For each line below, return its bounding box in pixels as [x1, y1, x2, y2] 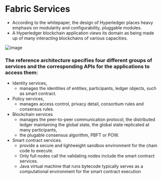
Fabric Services [5, 3, 70, 15]
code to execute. [19, 148, 54, 154]
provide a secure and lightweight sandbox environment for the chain [19, 143, 158, 149]
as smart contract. [19, 90, 57, 96]
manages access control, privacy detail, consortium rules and [19, 101, 144, 107]
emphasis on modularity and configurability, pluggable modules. [12, 24, 142, 30]
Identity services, [12, 80, 47, 86]
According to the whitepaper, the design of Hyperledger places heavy [12, 20, 153, 25]
